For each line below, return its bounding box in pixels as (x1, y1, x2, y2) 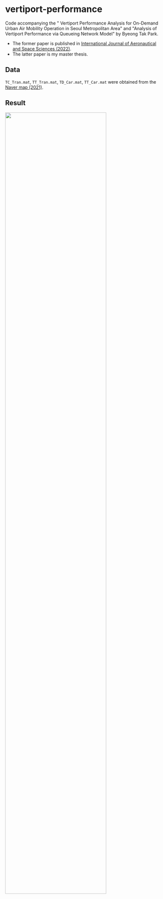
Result (5, 99, 26, 107)
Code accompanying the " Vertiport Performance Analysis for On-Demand (5, 20, 158, 26)
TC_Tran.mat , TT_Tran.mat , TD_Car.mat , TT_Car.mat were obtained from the (5, 79, 156, 85)
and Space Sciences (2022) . (12, 46, 71, 52)
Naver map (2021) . (5, 84, 43, 90)
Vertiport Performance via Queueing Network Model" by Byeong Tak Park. (5, 31, 158, 37)
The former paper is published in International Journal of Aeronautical (12, 40, 156, 46)
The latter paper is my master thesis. (12, 51, 88, 57)
